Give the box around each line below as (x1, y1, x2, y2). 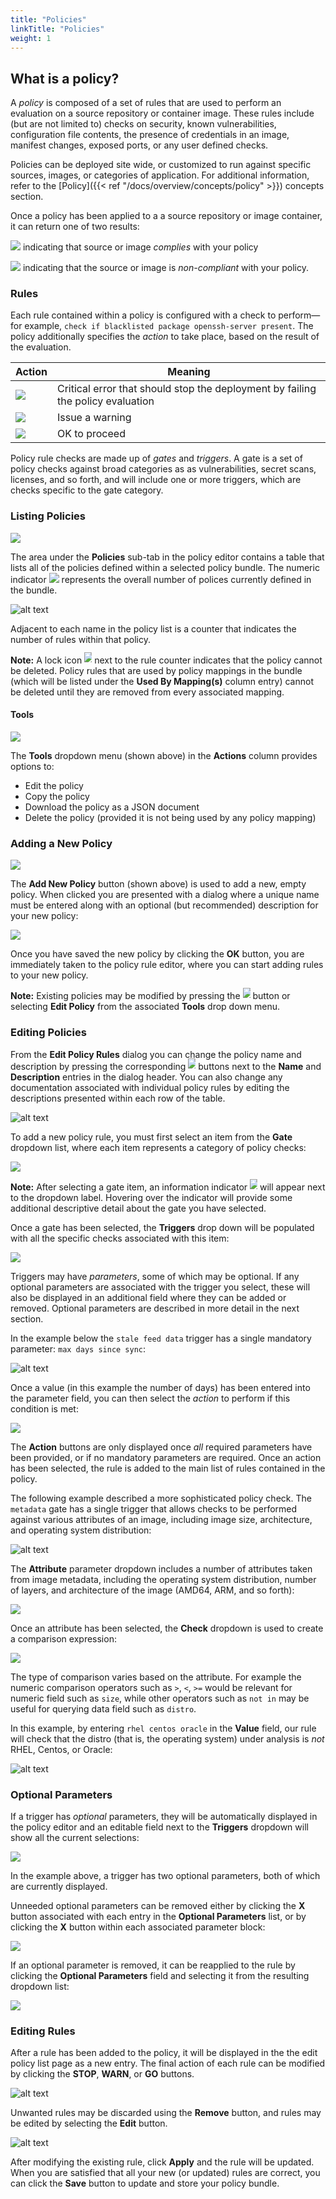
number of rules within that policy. (10, 633, 151, 645)
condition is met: (10, 1402, 79, 1415)
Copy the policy (24, 790, 90, 802)
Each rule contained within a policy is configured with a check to (10, 309, 277, 321)
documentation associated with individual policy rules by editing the (10, 1081, 290, 1093)
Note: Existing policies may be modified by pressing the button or (10, 990, 291, 1002)
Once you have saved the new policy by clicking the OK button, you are (10, 948, 305, 960)
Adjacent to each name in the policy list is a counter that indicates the (10, 622, 297, 635)
